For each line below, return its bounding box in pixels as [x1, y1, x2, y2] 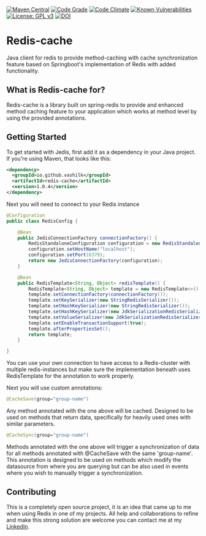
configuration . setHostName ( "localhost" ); [28, 246, 136, 253]
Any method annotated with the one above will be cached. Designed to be [6, 407, 194, 415]
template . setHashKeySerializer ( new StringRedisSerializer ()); [28, 303, 191, 309]
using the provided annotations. [6, 114, 87, 121]
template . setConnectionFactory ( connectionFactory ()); [28, 291, 169, 297]
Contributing [6, 487, 56, 497]
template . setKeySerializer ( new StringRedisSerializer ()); [28, 297, 180, 304]
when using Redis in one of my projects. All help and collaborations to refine [6, 510, 199, 517]
